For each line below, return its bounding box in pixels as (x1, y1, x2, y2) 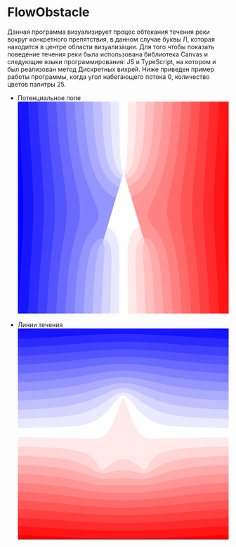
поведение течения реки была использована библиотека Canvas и (7, 50, 209, 59)
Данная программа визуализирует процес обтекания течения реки (7, 27, 211, 36)
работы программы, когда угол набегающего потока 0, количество (7, 72, 210, 81)
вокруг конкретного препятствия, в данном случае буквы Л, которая (7, 35, 216, 43)
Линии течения (17, 320, 63, 328)
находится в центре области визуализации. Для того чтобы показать (7, 42, 215, 51)
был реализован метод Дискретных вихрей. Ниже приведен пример (7, 65, 215, 73)
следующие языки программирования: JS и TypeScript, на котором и (7, 57, 216, 66)
